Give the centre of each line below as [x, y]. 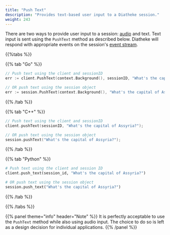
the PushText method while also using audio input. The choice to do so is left [85, 222]
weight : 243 [18, 19]
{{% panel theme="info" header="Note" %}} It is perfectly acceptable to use [85, 216]
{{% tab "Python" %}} [28, 159]
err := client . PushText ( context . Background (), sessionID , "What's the [81, 78]
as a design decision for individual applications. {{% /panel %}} [71, 227]
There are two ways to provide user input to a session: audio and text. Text [83, 34]
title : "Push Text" [26, 10]
